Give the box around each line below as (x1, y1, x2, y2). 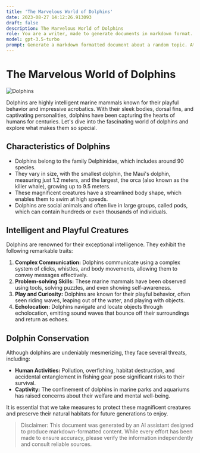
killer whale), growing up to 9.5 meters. (14, 182, 111, 190)
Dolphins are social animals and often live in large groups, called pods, (14, 201, 188, 209)
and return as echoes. (14, 316, 69, 323)
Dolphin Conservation (6, 333, 89, 343)
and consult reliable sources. (20, 440, 92, 448)
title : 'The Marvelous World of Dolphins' (6, 8, 113, 15)
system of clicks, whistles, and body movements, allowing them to (14, 265, 177, 272)
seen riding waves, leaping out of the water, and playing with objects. (14, 297, 186, 304)
